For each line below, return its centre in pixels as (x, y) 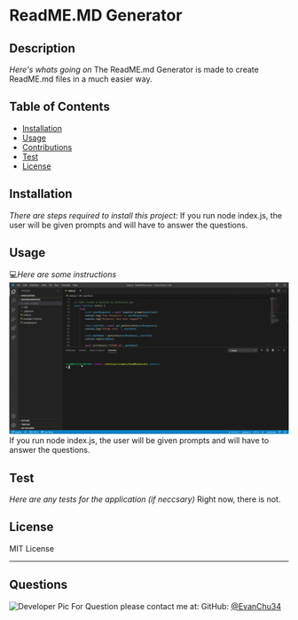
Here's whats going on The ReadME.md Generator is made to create (134, 69)
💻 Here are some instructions (63, 274)
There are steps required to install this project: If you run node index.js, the (145, 215)
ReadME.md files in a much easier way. (81, 79)
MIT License (32, 548)
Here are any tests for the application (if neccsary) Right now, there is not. (145, 499)
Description (42, 48)
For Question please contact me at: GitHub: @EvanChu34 (176, 606)
